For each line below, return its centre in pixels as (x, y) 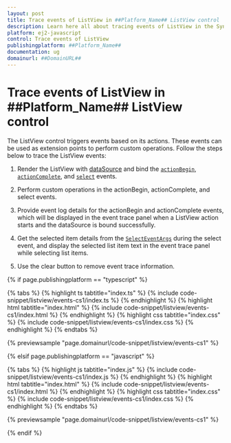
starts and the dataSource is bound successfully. (86, 225)
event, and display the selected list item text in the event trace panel (113, 245)
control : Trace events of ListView (58, 39)
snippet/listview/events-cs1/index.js (58, 377)
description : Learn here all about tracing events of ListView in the (110, 26)
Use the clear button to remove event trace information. (96, 266)
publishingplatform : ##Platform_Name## (64, 45)
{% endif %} (25, 433)
